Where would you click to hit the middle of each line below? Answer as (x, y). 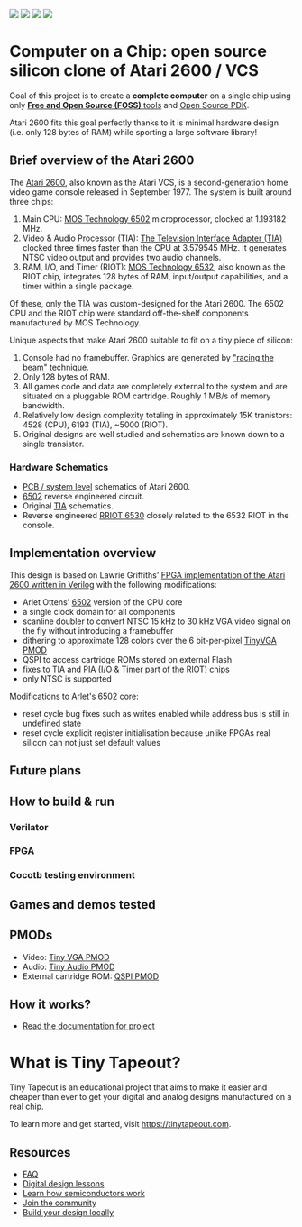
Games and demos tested (82, 905)
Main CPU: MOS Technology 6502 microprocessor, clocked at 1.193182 (154, 219)
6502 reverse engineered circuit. (83, 497)
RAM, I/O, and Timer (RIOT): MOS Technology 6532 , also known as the (154, 267)
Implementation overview (82, 553)
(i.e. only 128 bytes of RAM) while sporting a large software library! (133, 132)
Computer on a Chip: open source (138, 52)
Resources (40, 1153)
